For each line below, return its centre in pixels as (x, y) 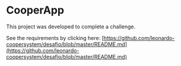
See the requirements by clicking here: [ (55, 38)
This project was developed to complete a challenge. (71, 27)
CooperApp (35, 10)
